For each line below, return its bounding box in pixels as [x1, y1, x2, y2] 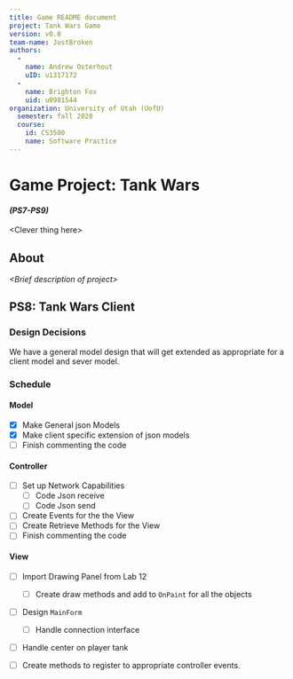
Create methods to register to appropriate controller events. [21, 660, 242, 671]
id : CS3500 [25, 129, 66, 138]
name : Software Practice [25, 137, 117, 146]
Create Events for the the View [21, 510, 135, 521]
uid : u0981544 [25, 95, 77, 105]
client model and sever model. [9, 356, 120, 367]
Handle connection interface [35, 624, 140, 635]
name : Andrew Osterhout [25, 63, 114, 72]
